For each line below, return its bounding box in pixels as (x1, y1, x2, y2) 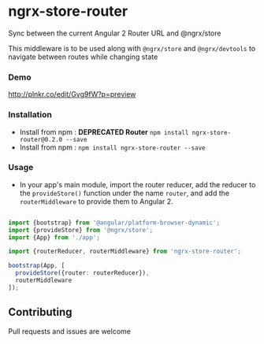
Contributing (8, 305, 73, 319)
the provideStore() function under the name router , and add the (19, 188, 230, 198)
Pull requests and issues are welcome (8, 326, 132, 336)
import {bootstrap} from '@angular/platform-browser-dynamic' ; (8, 219, 221, 227)
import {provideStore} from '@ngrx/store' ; (8, 226, 154, 234)
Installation (8, 109, 53, 120)
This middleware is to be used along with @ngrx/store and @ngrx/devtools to (8, 43, 256, 53)
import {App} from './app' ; (8, 233, 101, 242)
